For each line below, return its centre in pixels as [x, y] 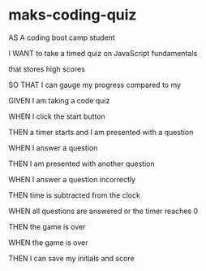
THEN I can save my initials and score [72, 258]
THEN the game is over [47, 226]
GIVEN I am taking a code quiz [59, 100]
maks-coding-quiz [73, 15]
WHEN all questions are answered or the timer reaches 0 [103, 211]
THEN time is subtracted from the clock [74, 195]
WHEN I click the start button [57, 116]
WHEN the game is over [48, 243]
